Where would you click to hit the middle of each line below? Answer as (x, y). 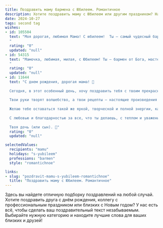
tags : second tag (23, 23)
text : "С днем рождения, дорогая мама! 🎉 (52, 82)
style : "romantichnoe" (32, 163)
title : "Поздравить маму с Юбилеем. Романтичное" (60, 181)
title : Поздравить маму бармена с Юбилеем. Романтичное (63, 9)
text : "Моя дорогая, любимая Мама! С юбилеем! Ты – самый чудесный (80, 37)
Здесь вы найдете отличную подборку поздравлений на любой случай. (79, 194)
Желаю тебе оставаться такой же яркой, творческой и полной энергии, (81, 109)
